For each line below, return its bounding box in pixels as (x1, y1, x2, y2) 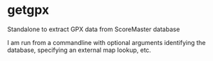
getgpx (7, 2, 50, 18)
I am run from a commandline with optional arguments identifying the (7, 38, 206, 46)
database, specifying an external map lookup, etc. (7, 46, 152, 54)
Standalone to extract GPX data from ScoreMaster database (7, 25, 180, 33)
